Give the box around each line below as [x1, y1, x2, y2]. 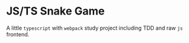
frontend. [6, 30, 30, 38]
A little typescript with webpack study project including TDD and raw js [6, 24, 183, 31]
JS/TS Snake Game [6, 4, 105, 18]
